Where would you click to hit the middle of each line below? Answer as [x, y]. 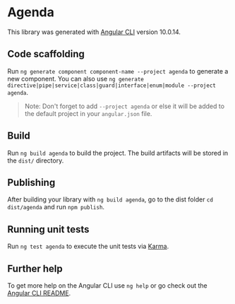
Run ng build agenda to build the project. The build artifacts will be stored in [118, 153]
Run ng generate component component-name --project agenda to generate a [118, 71]
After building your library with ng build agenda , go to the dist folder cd [110, 199]
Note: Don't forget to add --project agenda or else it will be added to [124, 106]
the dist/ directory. [36, 160]
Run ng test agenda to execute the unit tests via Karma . [88, 246]
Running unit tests [48, 229]
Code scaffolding [46, 54]
